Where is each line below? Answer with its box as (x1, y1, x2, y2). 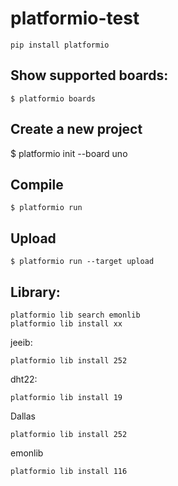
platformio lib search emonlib (10, 310, 141, 320)
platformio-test (10, 7, 140, 30)
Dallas (10, 410, 36, 422)
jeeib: (10, 337, 33, 348)
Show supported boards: (10, 67, 169, 84)
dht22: (10, 373, 38, 385)
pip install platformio (10, 40, 110, 50)
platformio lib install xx (10, 319, 123, 329)
